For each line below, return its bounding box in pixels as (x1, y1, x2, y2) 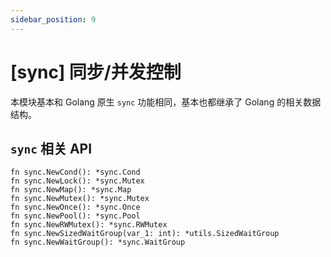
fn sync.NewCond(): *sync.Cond (10, 167, 141, 178)
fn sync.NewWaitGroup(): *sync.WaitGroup (10, 237, 186, 248)
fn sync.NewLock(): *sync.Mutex (10, 176, 145, 186)
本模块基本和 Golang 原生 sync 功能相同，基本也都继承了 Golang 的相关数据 (10, 96, 322, 108)
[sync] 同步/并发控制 (10, 61, 182, 83)
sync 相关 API (10, 140, 93, 157)
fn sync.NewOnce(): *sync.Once (10, 202, 141, 213)
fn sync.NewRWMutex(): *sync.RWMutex (10, 220, 168, 230)
